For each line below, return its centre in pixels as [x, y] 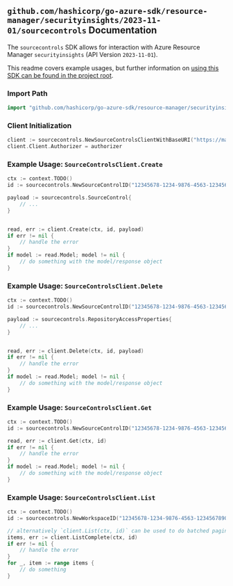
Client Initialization [40, 125]
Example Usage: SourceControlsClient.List [81, 497]
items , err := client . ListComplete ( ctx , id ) [72, 537]
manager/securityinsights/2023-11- [84, 21]
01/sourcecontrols [47, 31]
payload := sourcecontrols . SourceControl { [69, 198]
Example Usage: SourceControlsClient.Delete [85, 286]
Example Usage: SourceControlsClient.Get [80, 407]
